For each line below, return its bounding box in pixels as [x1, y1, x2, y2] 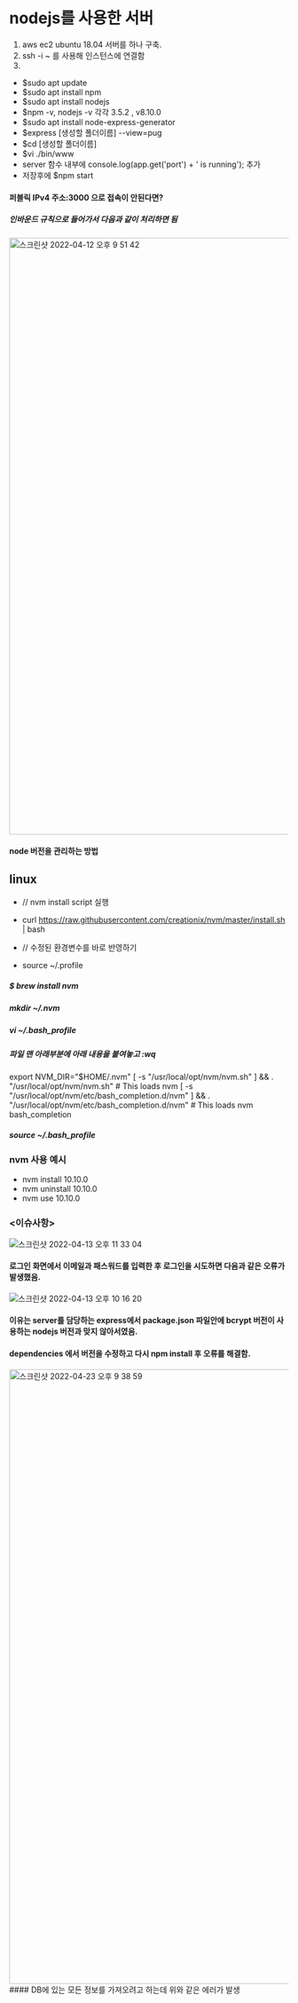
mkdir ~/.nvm [9, 1002, 60, 1013]
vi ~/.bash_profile [9, 1025, 77, 1036]
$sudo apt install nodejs [21, 96, 110, 106]
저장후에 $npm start [21, 170, 94, 180]
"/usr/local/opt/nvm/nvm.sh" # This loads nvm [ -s [9, 1081, 193, 1092]
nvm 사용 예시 [9, 1153, 67, 1165]
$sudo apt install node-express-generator [21, 116, 176, 127]
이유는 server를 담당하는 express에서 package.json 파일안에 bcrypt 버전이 [9, 1315, 275, 1326]
